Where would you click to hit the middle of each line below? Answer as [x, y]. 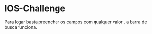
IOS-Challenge [35, 8]
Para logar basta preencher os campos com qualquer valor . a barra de [76, 22]
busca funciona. [21, 27]
